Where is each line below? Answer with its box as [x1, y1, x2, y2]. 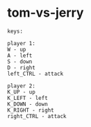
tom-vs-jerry [7, 5, 84, 21]
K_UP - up [7, 88, 36, 95]
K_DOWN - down [7, 101, 49, 108]
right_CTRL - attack [7, 112, 67, 119]
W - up [7, 46, 26, 53]
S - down [7, 58, 33, 65]
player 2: [7, 82, 36, 90]
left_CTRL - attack [7, 70, 64, 77]
